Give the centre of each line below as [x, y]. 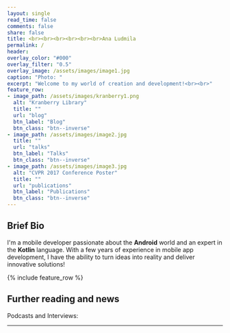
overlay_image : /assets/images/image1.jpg [68, 71]
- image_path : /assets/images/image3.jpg [67, 166]
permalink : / [26, 45]
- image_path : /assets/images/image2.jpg [67, 134]
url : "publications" [42, 186]
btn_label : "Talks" [41, 154]
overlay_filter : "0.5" [39, 64]
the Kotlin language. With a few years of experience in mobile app [100, 249]
